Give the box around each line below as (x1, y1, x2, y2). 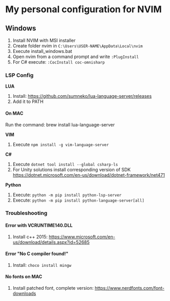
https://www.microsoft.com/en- (48, 233, 115, 240)
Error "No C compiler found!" (5, 251, 69, 257)
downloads (12, 290, 36, 296)
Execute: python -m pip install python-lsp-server (12, 191, 122, 198)
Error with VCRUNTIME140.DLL (5, 223, 73, 229)
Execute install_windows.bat (12, 48, 72, 54)
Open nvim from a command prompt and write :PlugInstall (12, 53, 139, 60)
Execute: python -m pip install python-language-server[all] (12, 197, 144, 203)
